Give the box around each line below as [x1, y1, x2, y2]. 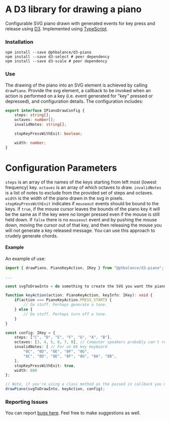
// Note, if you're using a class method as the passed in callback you [5, 381, 162, 387]
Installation [5, 38, 34, 45]
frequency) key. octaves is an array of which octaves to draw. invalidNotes [5, 184, 162, 190]
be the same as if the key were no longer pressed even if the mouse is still [5, 211, 160, 217]
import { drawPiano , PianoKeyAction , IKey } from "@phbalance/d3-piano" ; [5, 265, 164, 271]
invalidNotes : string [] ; [14, 122, 67, 127]
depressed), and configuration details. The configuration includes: [5, 98, 143, 104]
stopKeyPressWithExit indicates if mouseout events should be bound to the [5, 200, 159, 206]
